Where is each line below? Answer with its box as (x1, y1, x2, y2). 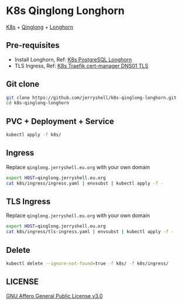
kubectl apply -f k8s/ (6, 132, 61, 138)
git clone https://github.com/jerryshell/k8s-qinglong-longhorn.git (6, 95, 177, 101)
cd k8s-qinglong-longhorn (6, 100, 69, 106)
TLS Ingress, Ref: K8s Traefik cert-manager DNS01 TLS (14, 62, 149, 69)
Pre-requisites (6, 40, 60, 50)
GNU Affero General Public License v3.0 (6, 292, 103, 299)
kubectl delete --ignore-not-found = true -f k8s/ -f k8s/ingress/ (6, 261, 169, 266)
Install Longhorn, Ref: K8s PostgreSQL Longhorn (14, 56, 132, 63)
